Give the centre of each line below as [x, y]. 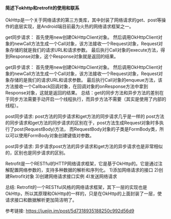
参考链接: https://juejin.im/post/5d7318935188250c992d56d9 [70, 211]
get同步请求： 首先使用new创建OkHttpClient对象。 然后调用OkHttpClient [82, 37]
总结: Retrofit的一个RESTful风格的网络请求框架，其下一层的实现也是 [76, 187]
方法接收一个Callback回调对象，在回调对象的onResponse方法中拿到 [77, 86]
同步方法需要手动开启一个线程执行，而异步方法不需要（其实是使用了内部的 [88, 99]
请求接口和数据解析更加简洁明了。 [41, 200]
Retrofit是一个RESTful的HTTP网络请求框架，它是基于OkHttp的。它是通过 [82, 164]
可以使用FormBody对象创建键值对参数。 [52, 136]
